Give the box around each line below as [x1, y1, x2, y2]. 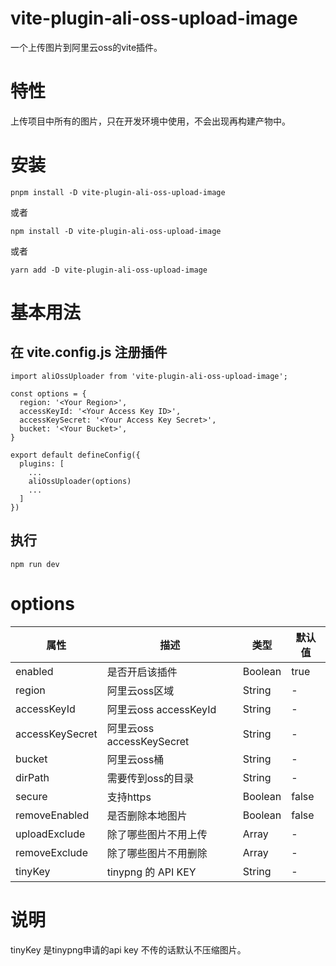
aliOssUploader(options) [28, 476, 132, 486]
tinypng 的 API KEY [106, 865, 197, 879]
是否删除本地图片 [106, 808, 188, 822]
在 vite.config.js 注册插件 [10, 344, 168, 361]
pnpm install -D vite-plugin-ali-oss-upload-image [10, 187, 226, 197]
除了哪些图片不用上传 [106, 827, 208, 841]
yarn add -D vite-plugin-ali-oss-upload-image [10, 265, 208, 275]
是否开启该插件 [106, 665, 178, 679]
